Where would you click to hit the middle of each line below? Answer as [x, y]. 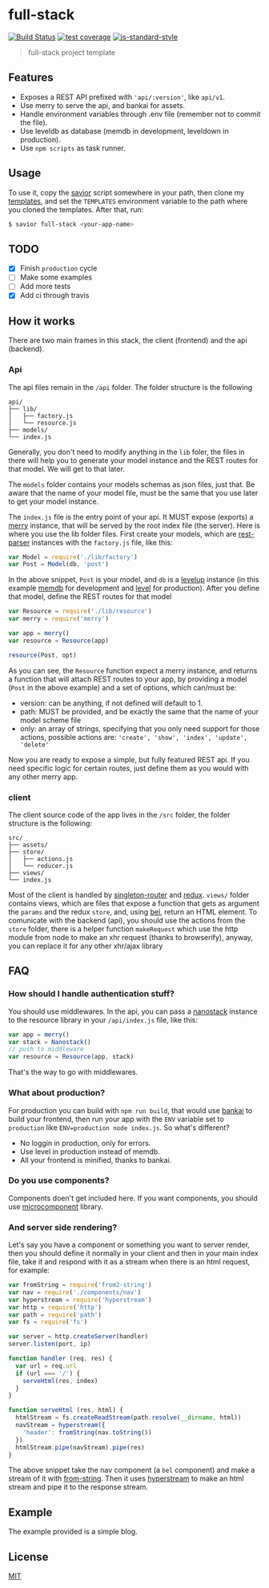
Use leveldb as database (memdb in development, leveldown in [124, 131]
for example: [29, 1270]
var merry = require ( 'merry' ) [59, 619]
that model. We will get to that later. [67, 468]
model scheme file [50, 720]
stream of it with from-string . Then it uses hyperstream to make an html [126, 1478]
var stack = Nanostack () [50, 1042]
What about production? [57, 1093]
